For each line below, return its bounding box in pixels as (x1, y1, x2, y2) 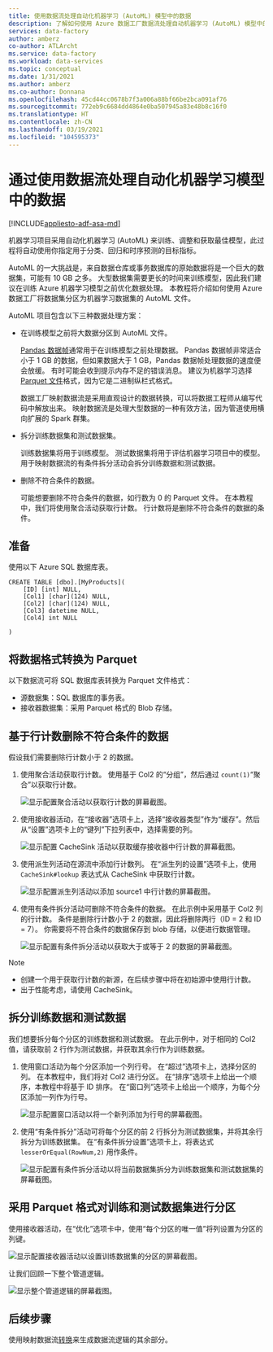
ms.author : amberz (8, 80, 71, 88)
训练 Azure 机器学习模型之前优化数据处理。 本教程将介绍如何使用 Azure (22, 282, 262, 293)
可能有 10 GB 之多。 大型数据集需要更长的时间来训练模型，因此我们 (29, 273, 254, 282)
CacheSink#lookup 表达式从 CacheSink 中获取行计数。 (19, 869, 200, 879)
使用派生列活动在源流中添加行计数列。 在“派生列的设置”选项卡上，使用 (19, 860, 258, 869)
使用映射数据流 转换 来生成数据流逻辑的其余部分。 (8, 1335, 172, 1345)
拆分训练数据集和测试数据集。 (19, 431, 120, 440)
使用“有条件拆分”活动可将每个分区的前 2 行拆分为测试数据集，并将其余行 (19, 1127, 263, 1136)
